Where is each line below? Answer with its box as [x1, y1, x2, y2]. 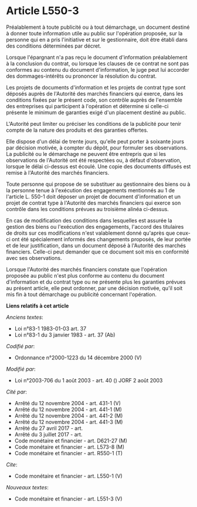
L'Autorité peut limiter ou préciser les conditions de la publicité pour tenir [6, 120, 182, 127]
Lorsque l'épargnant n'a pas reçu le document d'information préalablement [6, 54, 188, 61]
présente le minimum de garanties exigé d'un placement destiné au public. [6, 109, 186, 116]
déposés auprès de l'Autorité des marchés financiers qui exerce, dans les [6, 90, 184, 97]
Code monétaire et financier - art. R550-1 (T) [14, 449, 123, 456]
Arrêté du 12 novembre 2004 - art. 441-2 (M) [14, 412, 123, 419]
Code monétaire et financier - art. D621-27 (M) [14, 437, 128, 444]
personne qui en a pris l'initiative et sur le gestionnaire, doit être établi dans [6, 36, 188, 43]
